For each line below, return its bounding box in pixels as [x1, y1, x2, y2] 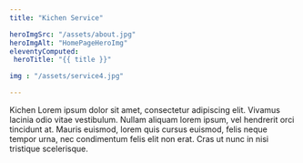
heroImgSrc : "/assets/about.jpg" [9, 29, 136, 39]
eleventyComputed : [9, 46, 79, 56]
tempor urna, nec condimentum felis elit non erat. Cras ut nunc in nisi [9, 134, 269, 144]
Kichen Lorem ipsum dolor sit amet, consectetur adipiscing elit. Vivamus [9, 105, 280, 115]
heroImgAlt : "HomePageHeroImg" [9, 38, 128, 47]
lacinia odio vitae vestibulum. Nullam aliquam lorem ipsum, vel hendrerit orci [9, 115, 295, 125]
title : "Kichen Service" [9, 13, 104, 23]
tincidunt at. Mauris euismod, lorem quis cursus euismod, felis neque [9, 124, 268, 135]
